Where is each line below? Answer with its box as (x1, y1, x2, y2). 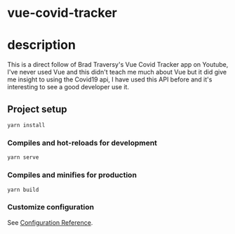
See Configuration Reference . (7, 218, 93, 226)
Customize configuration (7, 202, 95, 212)
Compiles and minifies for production (7, 170, 137, 180)
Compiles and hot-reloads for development (7, 138, 158, 148)
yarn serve (7, 154, 39, 161)
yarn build (7, 186, 39, 193)
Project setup (7, 103, 68, 115)
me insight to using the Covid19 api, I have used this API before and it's (7, 75, 213, 84)
